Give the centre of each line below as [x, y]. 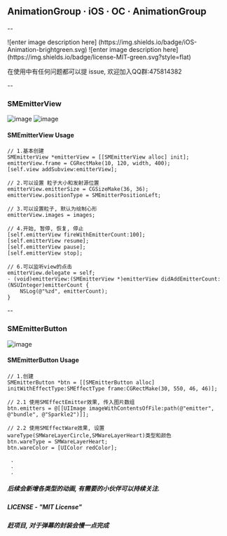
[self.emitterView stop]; [45, 253]
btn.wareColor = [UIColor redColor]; [62, 448]
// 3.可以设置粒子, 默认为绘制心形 [52, 209]
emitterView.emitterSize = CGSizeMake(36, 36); [78, 189]
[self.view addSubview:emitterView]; [62, 170]
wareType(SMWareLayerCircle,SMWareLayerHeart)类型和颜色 [89, 435]
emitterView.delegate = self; [51, 273]
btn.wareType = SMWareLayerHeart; [58, 441]
